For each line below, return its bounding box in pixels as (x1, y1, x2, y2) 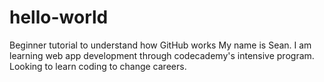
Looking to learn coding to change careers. (9, 60, 187, 72)
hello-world (9, 6, 109, 29)
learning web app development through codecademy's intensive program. (9, 49, 315, 61)
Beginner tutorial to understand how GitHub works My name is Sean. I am (9, 39, 312, 51)
